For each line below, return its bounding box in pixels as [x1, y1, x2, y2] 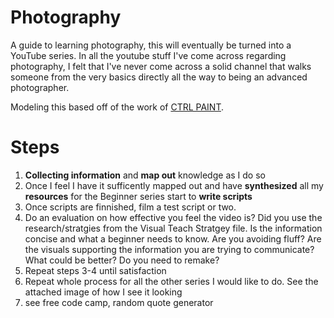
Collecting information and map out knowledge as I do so [24, 169, 266, 181]
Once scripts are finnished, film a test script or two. [24, 201, 237, 213]
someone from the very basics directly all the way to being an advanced [10, 71, 308, 83]
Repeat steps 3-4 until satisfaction [24, 264, 167, 276]
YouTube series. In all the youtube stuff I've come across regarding [10, 49, 287, 61]
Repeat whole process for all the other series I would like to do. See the [24, 275, 319, 287]
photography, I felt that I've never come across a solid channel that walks [10, 60, 312, 72]
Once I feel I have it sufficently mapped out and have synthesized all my [24, 179, 324, 191]
